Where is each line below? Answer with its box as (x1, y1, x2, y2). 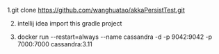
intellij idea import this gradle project (17, 19, 122, 27)
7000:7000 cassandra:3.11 (17, 40, 92, 48)
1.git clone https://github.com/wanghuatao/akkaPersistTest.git (7, 6, 186, 14)
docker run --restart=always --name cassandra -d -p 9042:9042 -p (17, 33, 213, 41)
